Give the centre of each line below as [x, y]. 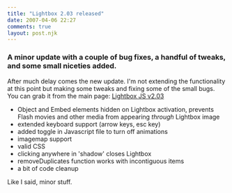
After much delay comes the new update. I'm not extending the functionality [116, 81]
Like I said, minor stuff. [40, 182]
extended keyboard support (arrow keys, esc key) [89, 124]
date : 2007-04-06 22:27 [42, 20]
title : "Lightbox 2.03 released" [56, 14]
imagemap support [44, 139]
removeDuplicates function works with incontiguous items [101, 161]
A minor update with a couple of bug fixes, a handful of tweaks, [117, 58]
